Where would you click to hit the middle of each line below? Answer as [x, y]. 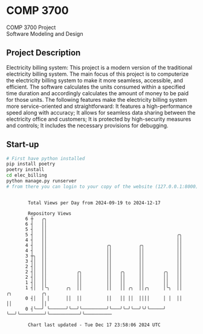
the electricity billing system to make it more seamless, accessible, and [95, 80]
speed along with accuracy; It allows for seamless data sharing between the [101, 112]
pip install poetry [31, 164]
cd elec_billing [27, 175]
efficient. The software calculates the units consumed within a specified [96, 87]
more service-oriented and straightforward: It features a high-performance [99, 106]
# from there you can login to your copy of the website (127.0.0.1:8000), [104, 186]
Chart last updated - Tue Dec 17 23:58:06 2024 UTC [95, 325]
